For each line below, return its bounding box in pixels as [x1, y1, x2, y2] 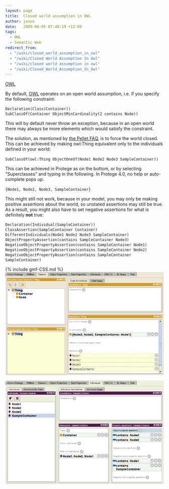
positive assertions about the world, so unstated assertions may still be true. [5, 201, 163, 207]
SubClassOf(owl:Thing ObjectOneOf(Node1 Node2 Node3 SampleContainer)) [5, 157, 158, 162]
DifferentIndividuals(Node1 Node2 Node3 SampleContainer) [5, 232, 129, 238]
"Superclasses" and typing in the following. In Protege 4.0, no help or [5, 171, 148, 177]
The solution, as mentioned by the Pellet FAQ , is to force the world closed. [5, 135, 158, 142]
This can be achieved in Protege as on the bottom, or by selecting [5, 166, 142, 172]
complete [5, 176, 25, 182]
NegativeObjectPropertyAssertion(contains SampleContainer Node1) [5, 242, 147, 248]
